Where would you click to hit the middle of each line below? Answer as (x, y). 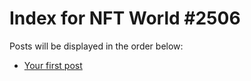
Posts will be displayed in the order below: (96, 46)
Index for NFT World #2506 (125, 18)
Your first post (53, 65)
